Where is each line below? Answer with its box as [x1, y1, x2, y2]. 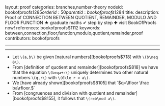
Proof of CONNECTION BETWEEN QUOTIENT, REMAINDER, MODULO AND [5, 15, 157, 20]
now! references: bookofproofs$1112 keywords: [5, 25, 101, 31]
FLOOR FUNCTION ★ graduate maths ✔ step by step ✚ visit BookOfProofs [5, 20, 157, 25]
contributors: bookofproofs [5, 35, 60, 41]
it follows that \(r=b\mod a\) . [57, 95, 116, 101]
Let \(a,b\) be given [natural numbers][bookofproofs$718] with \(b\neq [12, 54, 158, 60]
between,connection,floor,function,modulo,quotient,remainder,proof [5, 30, 143, 36]
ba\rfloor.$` [12, 85, 35, 91]
